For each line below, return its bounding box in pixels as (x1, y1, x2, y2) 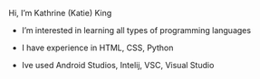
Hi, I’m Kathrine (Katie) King (8, 8, 112, 18)
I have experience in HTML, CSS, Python (21, 42, 174, 53)
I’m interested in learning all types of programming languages (21, 25, 251, 35)
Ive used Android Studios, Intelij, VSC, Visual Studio (21, 60, 215, 70)
